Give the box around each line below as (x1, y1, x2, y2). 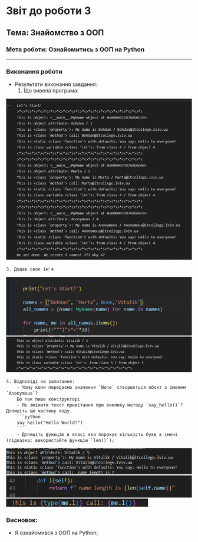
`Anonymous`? (6, 390, 38, 396)
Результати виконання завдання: (14, 81, 98, 88)
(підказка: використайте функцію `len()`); (6, 437, 115, 443)
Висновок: (6, 515, 38, 524)
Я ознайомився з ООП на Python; (14, 529, 98, 537)
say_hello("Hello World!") (16, 419, 83, 425)
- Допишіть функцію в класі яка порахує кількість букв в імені (16, 431, 178, 437)
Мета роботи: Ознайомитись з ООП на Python (6, 45, 145, 54)
